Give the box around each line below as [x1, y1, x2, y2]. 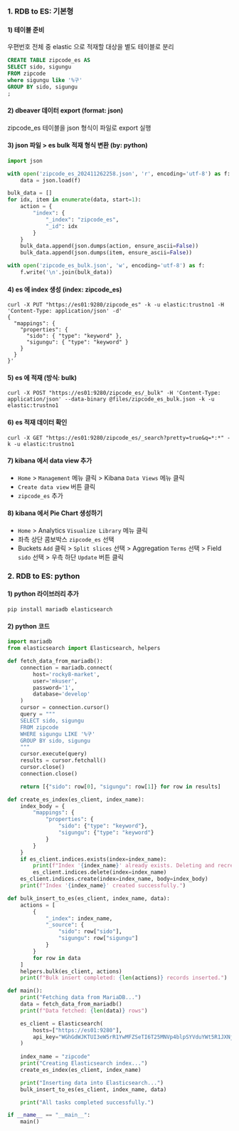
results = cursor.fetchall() [20, 757, 107, 764]
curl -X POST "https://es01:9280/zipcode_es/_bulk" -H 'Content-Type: [7, 390, 221, 397]
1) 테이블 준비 [7, 25, 45, 33]
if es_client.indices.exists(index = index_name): [20, 855, 167, 863]
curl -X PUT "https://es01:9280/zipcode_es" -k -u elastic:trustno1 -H [7, 301, 224, 309]
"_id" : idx [45, 222, 78, 229]
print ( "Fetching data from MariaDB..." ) [20, 994, 142, 1001]
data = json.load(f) [20, 177, 81, 184]
